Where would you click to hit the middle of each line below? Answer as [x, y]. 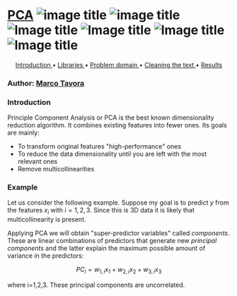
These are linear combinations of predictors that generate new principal [112, 241]
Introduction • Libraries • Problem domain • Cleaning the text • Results [119, 64]
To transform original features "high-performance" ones [99, 147]
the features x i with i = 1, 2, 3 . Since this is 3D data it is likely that [101, 211]
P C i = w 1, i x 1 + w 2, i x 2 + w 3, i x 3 [119, 271]
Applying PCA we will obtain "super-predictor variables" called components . [118, 233]
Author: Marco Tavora [46, 83]
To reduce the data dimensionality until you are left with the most [112, 154]
